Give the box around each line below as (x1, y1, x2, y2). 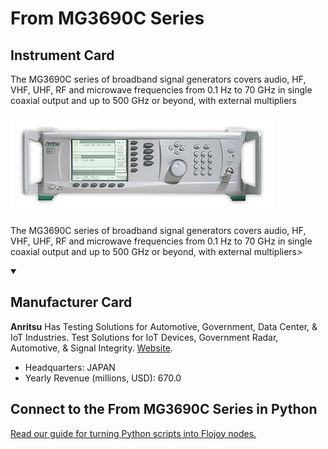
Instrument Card (10, 47, 115, 64)
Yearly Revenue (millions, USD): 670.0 (24, 372, 182, 384)
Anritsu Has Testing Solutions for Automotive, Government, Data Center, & (10, 320, 318, 332)
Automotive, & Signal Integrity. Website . (10, 342, 173, 354)
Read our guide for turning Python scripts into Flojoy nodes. (10, 427, 257, 439)
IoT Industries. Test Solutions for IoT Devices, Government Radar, (10, 331, 279, 343)
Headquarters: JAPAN (24, 361, 116, 373)
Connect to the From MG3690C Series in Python (10, 401, 318, 418)
